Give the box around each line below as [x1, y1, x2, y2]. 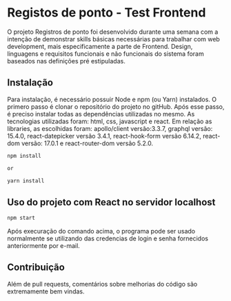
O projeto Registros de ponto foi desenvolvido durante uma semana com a [7, 28, 219, 36]
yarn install [7, 177, 45, 184]
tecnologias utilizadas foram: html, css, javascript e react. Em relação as [7, 117, 212, 125]
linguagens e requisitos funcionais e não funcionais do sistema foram [7, 50, 205, 58]
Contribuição [7, 262, 66, 273]
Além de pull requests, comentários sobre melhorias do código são [7, 280, 198, 288]
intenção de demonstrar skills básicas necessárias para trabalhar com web [7, 34, 221, 43]
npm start [7, 215, 36, 222]
